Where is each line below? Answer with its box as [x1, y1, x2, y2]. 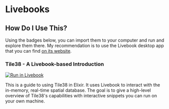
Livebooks [5, 4, 50, 15]
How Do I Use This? [5, 24, 67, 32]
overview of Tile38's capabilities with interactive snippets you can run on [5, 93, 157, 99]
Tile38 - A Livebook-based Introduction [5, 60, 104, 67]
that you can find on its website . [5, 48, 72, 54]
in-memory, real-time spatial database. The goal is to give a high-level [5, 87, 151, 93]
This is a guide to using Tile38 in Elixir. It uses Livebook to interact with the [5, 82, 160, 88]
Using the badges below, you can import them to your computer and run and [5, 37, 164, 43]
